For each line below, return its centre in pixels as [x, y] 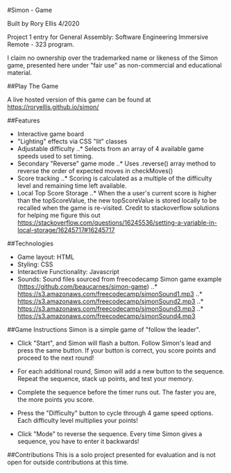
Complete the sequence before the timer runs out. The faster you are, [117, 392]
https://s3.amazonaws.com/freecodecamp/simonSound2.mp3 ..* [110, 301]
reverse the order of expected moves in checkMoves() [95, 171]
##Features [24, 120]
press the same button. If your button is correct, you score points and [117, 350]
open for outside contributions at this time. [68, 462]
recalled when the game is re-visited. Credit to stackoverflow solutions [118, 208]
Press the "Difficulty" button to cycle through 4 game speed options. [115, 413]
